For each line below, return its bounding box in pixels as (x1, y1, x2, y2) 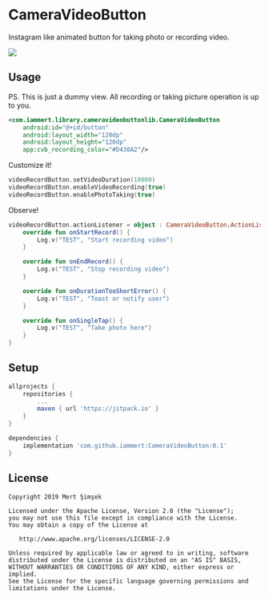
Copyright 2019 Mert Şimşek (8, 492, 102, 501)
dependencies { (8, 434, 59, 442)
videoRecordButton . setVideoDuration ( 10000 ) (8, 176, 156, 184)
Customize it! (8, 161, 52, 170)
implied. (8, 570, 38, 578)
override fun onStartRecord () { (22, 228, 130, 236)
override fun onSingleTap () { (22, 316, 124, 324)
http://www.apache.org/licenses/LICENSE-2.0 (18, 535, 171, 543)
